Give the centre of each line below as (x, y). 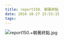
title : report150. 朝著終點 (32, 9)
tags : (10, 18)
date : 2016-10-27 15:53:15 (32, 14)
